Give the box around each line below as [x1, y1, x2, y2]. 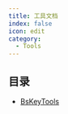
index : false [8, 20, 53, 28]
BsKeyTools [19, 96, 59, 106]
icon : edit [8, 27, 45, 35]
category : [8, 34, 42, 43]
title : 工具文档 [8, 11, 58, 20]
